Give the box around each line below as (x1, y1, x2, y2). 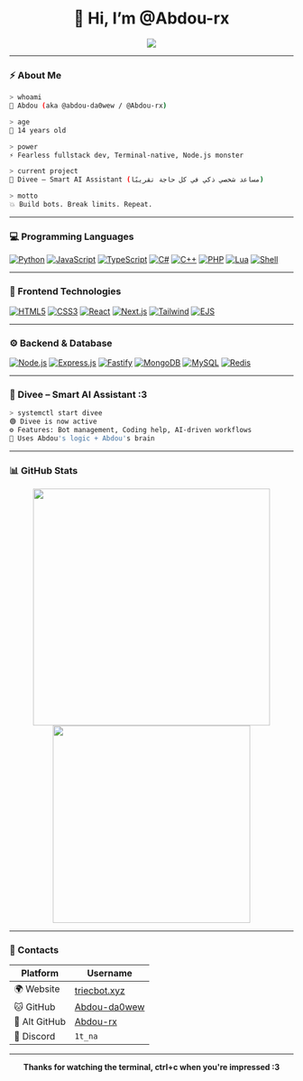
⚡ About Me (9, 69, 62, 81)
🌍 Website (14, 983, 60, 995)
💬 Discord (14, 1030, 56, 1043)
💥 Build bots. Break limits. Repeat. (9, 200, 153, 209)
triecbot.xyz (74, 984, 125, 996)
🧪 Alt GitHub (14, 1015, 66, 1028)
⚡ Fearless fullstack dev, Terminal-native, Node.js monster (9, 151, 244, 160)
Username (87, 967, 133, 980)
